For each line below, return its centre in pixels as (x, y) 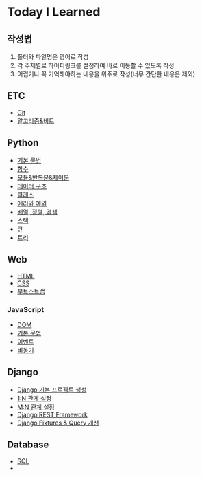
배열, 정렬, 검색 (37, 212)
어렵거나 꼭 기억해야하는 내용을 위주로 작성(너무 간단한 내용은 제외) (106, 74)
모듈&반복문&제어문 (43, 177)
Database (28, 444)
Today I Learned (54, 12)
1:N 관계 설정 (34, 398)
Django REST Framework (52, 414)
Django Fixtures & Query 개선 (58, 423)
